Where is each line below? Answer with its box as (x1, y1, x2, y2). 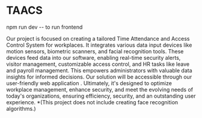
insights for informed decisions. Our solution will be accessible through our (6, 73, 192, 80)
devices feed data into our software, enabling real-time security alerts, (6, 54, 181, 61)
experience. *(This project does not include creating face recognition (6, 98, 179, 105)
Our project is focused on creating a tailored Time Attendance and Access (6, 35, 190, 42)
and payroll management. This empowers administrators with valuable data (6, 66, 192, 74)
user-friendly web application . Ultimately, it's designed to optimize (6, 79, 173, 87)
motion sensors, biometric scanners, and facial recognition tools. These (6, 47, 184, 55)
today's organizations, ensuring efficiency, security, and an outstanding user (6, 92, 196, 99)
